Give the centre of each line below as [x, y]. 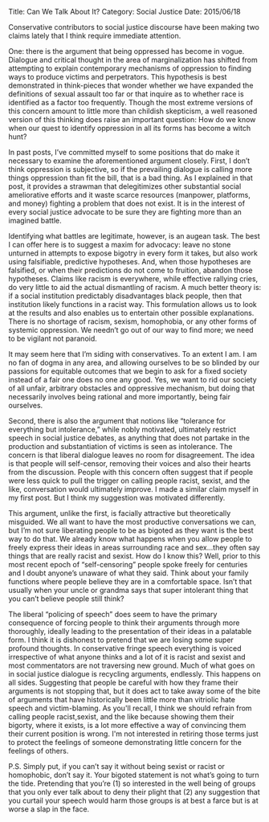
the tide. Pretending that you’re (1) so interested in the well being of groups [132, 783]
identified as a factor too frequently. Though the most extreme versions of [131, 102]
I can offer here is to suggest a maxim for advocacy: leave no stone [120, 245]
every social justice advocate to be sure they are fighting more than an [125, 212]
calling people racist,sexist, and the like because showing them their [121, 717]
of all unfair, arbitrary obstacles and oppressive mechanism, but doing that [132, 388]
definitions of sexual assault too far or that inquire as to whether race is [126, 94]
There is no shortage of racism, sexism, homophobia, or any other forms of [132, 321]
